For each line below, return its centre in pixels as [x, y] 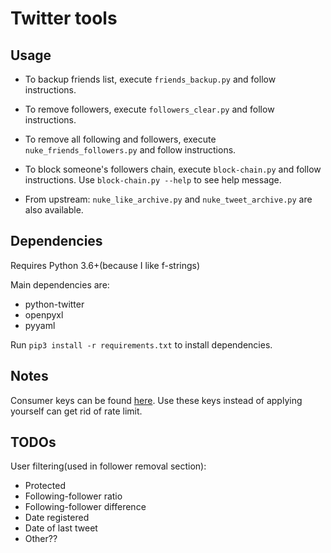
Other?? [41, 539]
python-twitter [54, 304]
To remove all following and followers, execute [120, 139]
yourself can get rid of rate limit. [76, 411]
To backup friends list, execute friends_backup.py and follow [150, 79]
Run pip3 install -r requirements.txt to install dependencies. [141, 344]
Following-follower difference [85, 507]
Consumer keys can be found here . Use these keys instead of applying [156, 400]
